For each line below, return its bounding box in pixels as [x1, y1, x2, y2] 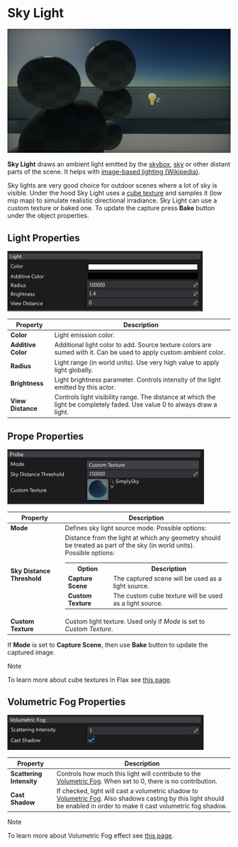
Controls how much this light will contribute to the [56, 770, 201, 778]
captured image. [7, 648, 55, 656]
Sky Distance [10, 567, 51, 575]
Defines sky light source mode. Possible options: [64, 524, 207, 533]
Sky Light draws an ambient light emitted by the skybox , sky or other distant [7, 160, 230, 169]
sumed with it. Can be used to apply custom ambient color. [54, 348, 225, 357]
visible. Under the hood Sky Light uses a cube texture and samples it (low [7, 189, 222, 198]
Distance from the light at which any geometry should [64, 533, 221, 542]
